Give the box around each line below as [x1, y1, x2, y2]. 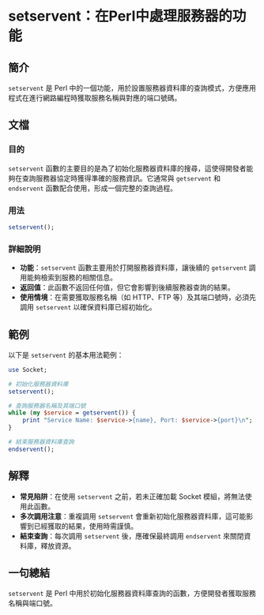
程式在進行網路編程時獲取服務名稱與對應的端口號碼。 [8, 93, 182, 103]
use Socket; [8, 366, 47, 373]
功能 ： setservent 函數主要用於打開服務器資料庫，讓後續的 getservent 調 [19, 263, 256, 272]
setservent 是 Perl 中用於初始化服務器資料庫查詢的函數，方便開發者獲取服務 [8, 589, 257, 598]
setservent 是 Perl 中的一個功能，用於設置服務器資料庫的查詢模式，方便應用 [8, 84, 257, 92]
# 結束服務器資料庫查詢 [8, 438, 75, 446]
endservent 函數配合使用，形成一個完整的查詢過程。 [8, 183, 178, 193]
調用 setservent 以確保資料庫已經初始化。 [19, 302, 157, 312]
